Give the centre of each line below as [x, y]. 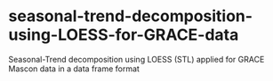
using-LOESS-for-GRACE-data [124, 35]
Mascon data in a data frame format [74, 69]
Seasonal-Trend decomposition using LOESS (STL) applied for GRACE [136, 59]
